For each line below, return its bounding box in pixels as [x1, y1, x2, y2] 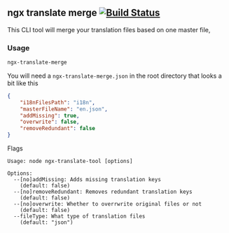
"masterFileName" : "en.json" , [20, 106, 109, 113]
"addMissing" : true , [20, 112, 80, 119]
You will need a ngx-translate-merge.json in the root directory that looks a [7, 71, 222, 80]
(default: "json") [20, 219, 74, 226]
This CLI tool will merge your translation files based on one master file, [7, 25, 211, 34]
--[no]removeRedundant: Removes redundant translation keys [13, 188, 193, 196]
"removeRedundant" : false [20, 125, 96, 132]
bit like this [7, 78, 39, 87]
